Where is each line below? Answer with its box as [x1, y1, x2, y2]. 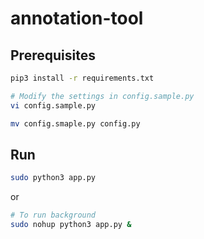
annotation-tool [10, 7, 144, 30]
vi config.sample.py [10, 100, 97, 111]
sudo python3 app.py [10, 173, 97, 183]
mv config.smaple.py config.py [10, 118, 141, 129]
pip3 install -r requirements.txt [10, 73, 155, 83]
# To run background [10, 210, 97, 221]
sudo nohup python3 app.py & [10, 220, 132, 230]
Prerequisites [10, 47, 96, 64]
